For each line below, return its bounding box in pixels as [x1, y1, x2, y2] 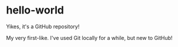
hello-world [6, 4, 65, 17]
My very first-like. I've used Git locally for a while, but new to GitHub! [6, 34, 173, 41]
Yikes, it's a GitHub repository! [6, 23, 80, 30]
